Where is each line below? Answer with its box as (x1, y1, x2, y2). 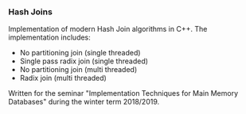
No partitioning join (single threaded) (19, 48, 141, 58)
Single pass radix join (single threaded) (19, 56, 149, 66)
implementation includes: (8, 32, 92, 42)
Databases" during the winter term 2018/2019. (8, 97, 160, 107)
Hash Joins (8, 6, 53, 17)
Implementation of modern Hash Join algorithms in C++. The (8, 25, 208, 34)
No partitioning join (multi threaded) (19, 65, 138, 74)
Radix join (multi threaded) (19, 74, 107, 83)
